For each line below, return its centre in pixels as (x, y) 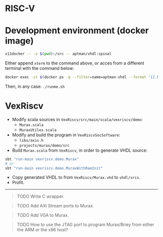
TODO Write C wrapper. (41, 196)
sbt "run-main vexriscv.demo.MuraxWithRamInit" (54, 168)
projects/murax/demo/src (44, 145)
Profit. (18, 183)
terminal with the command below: (40, 68)
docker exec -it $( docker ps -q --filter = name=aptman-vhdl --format (76, 77)
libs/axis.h (31, 140)
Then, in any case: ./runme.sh (35, 86)
